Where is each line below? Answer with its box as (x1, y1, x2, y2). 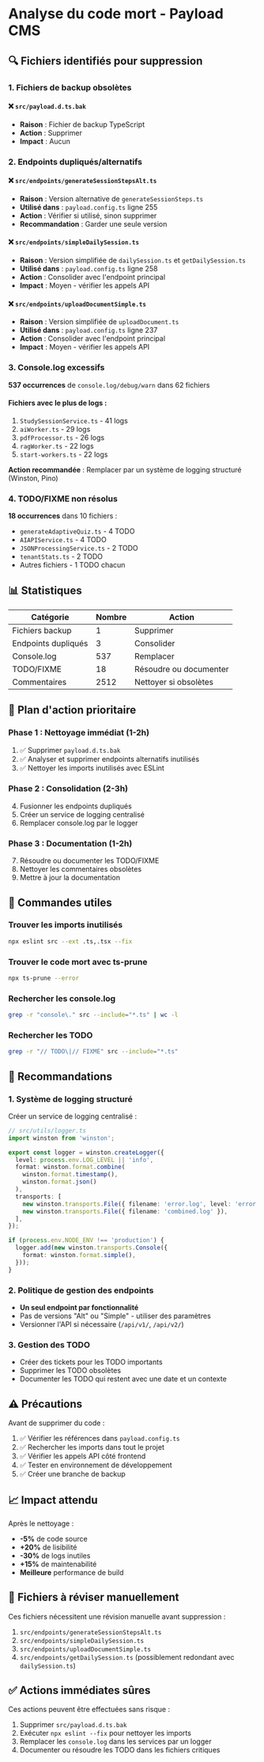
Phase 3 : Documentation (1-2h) (8, 838, 133, 849)
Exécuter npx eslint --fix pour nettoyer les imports (19, 1729, 192, 1738)
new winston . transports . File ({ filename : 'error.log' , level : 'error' (22, 1200, 260, 1208)
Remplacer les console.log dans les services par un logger (19, 1737, 212, 1746)
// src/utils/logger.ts (8, 1126, 87, 1134)
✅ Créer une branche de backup (19, 1470, 126, 1479)
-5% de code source (19, 1534, 89, 1543)
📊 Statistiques (8, 584, 82, 598)
